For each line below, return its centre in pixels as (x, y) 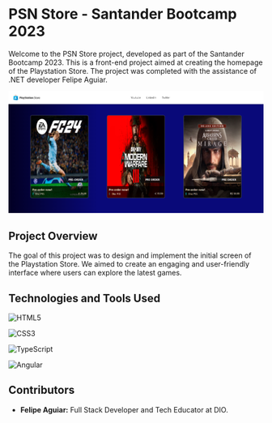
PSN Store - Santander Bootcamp (123, 14)
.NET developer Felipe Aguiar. (58, 79)
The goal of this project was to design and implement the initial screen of (130, 255)
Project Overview (53, 236)
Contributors (42, 390)
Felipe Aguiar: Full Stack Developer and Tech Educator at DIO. (124, 409)
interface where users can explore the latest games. (95, 273)
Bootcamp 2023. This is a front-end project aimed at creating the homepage (136, 62)
